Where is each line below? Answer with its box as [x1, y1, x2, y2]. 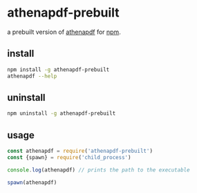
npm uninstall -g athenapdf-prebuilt [7, 110, 116, 117]
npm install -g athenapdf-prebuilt [7, 66, 110, 73]
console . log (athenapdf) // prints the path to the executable [7, 166, 190, 174]
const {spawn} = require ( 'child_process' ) [7, 154, 131, 160]
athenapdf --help [7, 73, 57, 80]
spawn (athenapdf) [7, 178, 57, 186]
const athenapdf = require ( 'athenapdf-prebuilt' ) [7, 147, 153, 154]
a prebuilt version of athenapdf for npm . [7, 28, 121, 36]
